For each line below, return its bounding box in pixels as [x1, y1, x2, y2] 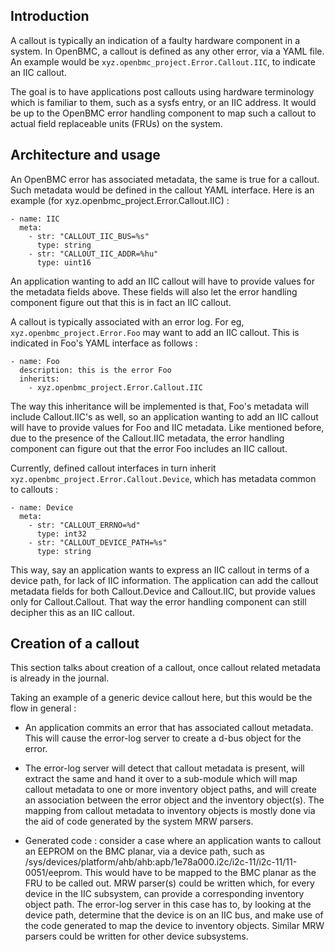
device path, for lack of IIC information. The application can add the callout [10, 574, 319, 586]
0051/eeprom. [24, 867, 83, 879]
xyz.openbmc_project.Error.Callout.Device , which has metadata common [10, 472, 317, 484]
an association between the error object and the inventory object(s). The [24, 794, 325, 806]
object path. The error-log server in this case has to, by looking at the [24, 899, 312, 911]
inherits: [19, 374, 60, 384]
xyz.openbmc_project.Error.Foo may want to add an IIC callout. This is [10, 326, 300, 338]
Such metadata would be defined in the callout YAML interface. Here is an [10, 184, 315, 196]
